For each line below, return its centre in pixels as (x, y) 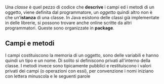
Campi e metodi (30, 43)
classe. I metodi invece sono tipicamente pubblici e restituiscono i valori (78, 65)
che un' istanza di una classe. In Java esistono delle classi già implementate (82, 17)
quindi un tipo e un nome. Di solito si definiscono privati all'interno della (78, 60)
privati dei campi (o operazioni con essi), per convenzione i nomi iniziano (80, 71)
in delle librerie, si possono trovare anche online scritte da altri (68, 23)
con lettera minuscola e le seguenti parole (48, 76)
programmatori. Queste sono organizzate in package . (60, 28)
